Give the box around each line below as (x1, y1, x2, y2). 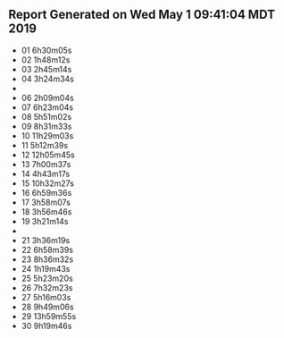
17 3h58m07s (21, 197, 71, 207)
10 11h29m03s (21, 130, 74, 141)
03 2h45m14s (21, 63, 72, 74)
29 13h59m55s (21, 310, 77, 321)
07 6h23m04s (21, 102, 73, 113)
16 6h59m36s (21, 187, 72, 198)
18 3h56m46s (21, 206, 72, 217)
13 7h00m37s (21, 158, 71, 169)
